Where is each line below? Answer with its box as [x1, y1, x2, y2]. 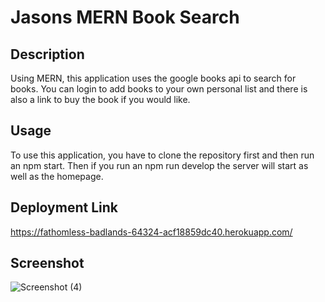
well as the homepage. [10, 170, 104, 182]
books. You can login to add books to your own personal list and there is [10, 83, 308, 95]
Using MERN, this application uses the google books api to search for [10, 72, 297, 84]
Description [10, 46, 85, 63]
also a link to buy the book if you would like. [10, 94, 191, 105]
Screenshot [10, 255, 85, 272]
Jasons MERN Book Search [10, 6, 240, 29]
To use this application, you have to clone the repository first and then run [10, 149, 315, 161]
